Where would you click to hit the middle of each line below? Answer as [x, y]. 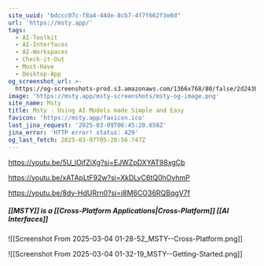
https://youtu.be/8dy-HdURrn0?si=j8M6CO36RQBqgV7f [99, 193]
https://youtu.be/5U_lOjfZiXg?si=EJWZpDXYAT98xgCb [97, 162]
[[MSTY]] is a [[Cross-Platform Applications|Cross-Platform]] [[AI [119, 211]
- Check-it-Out [40, 60]
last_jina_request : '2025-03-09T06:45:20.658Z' [88, 125]
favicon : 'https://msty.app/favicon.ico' [77, 118]
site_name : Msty [35, 103]
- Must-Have [35, 67]
